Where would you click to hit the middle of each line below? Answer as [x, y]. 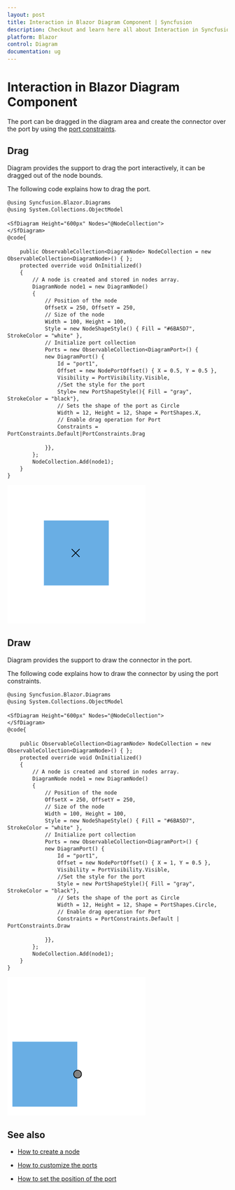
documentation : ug [34, 52]
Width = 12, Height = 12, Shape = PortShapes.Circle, [137, 905]
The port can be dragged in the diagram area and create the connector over [116, 121]
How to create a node [49, 1151]
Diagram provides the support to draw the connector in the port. [100, 660]
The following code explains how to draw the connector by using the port [113, 673]
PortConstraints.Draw [39, 926]
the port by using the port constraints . [62, 129]
